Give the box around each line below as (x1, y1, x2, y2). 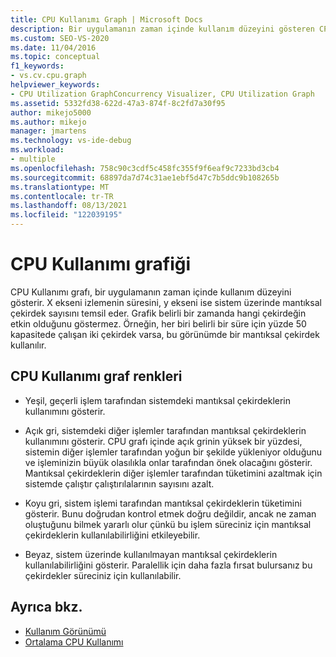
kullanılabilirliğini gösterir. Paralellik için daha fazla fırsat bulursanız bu (24, 559, 313, 571)
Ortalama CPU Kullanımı (24, 636, 124, 648)
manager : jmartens (10, 126, 87, 136)
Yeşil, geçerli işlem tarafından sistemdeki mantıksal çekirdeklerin (24, 394, 292, 406)
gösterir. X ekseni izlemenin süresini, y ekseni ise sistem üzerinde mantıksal (10, 296, 322, 308)
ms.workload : (10, 145, 65, 155)
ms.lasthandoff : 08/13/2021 (10, 201, 128, 211)
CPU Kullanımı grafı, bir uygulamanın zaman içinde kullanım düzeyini (10, 286, 292, 298)
